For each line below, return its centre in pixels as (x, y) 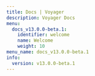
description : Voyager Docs (41, 18)
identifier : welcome (44, 35)
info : (13, 58)
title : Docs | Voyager (35, 12)
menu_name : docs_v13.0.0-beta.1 (47, 52)
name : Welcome (35, 40)
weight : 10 (31, 47)
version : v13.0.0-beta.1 (44, 63)
